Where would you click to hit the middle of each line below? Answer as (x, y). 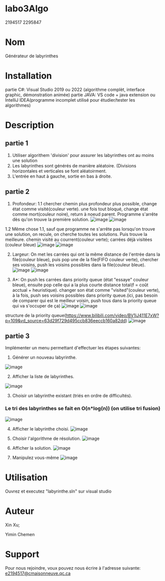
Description (30, 125)
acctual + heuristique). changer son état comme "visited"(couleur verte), (86, 290)
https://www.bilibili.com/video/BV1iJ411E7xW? (112, 315)
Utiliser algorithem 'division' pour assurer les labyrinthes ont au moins (83, 155)
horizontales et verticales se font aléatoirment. (59, 171)
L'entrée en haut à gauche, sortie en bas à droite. (62, 176)
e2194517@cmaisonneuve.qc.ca (38, 573)
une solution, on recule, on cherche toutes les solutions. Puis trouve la (76, 234)
